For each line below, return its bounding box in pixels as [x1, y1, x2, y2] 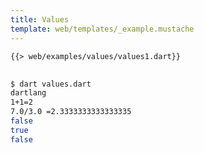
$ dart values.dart [10, 79, 92, 89]
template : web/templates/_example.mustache [10, 24, 195, 34]
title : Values [10, 14, 70, 25]
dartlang [10, 88, 47, 98]
